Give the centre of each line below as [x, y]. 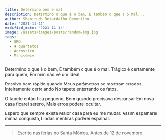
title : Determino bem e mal [34, 10]
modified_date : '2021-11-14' [35, 28]
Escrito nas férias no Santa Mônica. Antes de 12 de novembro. [81, 133]
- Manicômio [22, 55]
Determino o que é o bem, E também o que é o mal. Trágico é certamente [80, 69]
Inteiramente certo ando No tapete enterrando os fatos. [62, 89]
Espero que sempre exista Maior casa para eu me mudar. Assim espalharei [81, 113]
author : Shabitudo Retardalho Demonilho [47, 19]
